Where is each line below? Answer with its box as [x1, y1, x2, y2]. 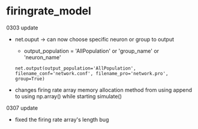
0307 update [6, 104, 38, 112]
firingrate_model [6, 4, 92, 18]
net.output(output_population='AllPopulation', [14, 65, 136, 71]
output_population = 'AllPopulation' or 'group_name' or [23, 47, 160, 55]
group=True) [14, 76, 45, 82]
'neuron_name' [23, 53, 61, 61]
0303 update [6, 24, 38, 31]
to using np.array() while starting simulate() [14, 92, 122, 100]
